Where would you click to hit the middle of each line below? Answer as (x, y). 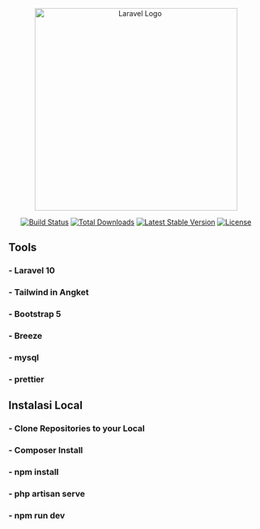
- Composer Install (46, 450)
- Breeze (26, 336)
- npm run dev (37, 515)
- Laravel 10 (32, 271)
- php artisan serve (47, 494)
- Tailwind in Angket (49, 292)
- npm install (34, 472)
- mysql (23, 358)
